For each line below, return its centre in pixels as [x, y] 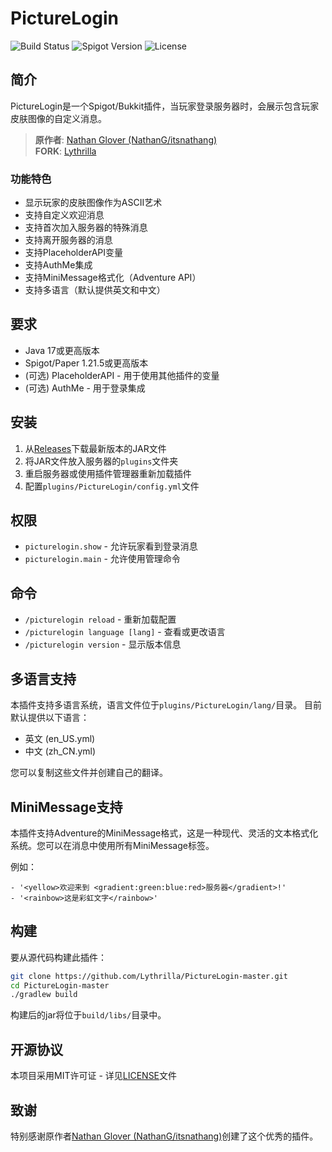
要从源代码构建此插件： [58, 957]
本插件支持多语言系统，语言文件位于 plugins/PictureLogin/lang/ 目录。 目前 [166, 705]
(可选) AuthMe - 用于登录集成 [85, 388]
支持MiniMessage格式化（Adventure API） [113, 278]
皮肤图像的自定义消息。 [58, 118]
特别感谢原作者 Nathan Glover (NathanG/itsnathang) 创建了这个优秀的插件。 [164, 1136]
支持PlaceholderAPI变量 [74, 253]
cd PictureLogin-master [60, 985]
